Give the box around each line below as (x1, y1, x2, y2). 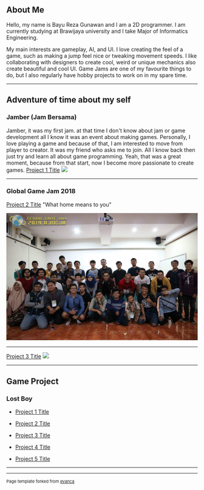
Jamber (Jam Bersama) (6, 113, 77, 121)
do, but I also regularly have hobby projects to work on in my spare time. (6, 71, 188, 78)
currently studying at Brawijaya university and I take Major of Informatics (6, 27, 188, 35)
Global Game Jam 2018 (6, 187, 76, 196)
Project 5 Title (15, 455, 50, 463)
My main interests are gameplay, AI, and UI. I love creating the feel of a (6, 46, 183, 53)
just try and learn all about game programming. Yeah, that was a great (6, 152, 181, 160)
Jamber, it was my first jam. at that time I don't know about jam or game (6, 127, 186, 134)
